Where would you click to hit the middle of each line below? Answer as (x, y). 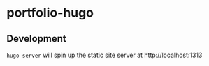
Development (37, 39)
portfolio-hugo (50, 13)
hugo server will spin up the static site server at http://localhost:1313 (104, 55)
